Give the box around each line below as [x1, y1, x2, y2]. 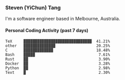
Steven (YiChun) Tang [5, 4, 61, 11]
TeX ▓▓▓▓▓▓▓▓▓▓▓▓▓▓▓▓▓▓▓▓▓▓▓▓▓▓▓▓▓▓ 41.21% [5, 39, 110, 44]
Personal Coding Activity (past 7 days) [5, 27, 89, 33]
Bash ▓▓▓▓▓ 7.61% [5, 52, 110, 57]
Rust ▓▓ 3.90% [5, 57, 110, 62]
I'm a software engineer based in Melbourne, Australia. [5, 16, 120, 22]
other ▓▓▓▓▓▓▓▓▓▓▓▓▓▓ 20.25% [5, 43, 110, 48]
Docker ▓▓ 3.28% [5, 61, 110, 66]
